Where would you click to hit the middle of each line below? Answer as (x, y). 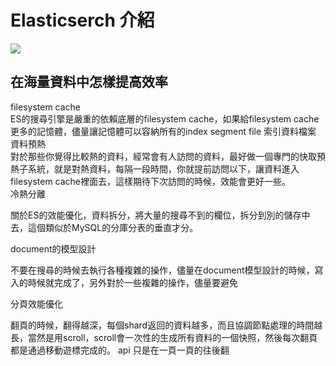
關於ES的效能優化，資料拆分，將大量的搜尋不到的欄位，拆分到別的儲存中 (160, 215)
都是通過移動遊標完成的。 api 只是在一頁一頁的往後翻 (120, 350)
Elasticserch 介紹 (82, 20)
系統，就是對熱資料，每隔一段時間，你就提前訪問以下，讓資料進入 (163, 168)
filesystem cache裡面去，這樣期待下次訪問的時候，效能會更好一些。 (151, 181)
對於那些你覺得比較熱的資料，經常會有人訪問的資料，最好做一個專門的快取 (163, 156)
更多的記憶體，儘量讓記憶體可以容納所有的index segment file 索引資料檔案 (163, 131)
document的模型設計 (53, 248)
